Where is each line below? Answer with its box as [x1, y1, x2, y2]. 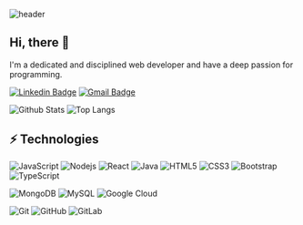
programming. [9, 68, 63, 79]
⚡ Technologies [9, 132, 99, 148]
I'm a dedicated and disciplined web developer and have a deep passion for [9, 59, 294, 70]
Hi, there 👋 [9, 35, 70, 50]
